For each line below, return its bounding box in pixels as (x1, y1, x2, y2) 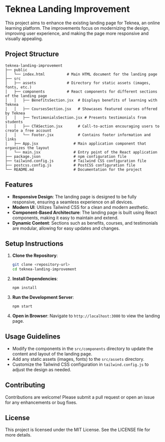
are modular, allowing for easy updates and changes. (12, 225, 120, 231)
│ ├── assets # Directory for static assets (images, (5, 80, 151, 85)
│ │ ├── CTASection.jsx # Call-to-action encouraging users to (5, 124, 160, 129)
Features (5, 181, 33, 189)
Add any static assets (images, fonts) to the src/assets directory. (12, 356, 144, 362)
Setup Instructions (5, 239, 64, 248)
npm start (12, 304, 33, 309)
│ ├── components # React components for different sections (5, 89, 158, 94)
